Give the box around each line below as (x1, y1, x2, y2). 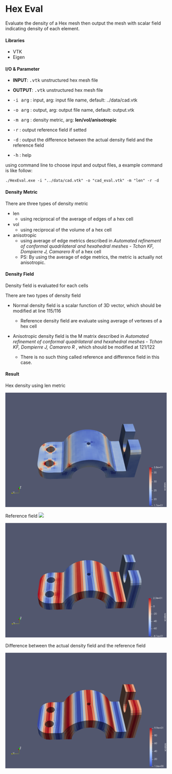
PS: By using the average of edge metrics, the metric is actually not (20, 254, 163, 260)
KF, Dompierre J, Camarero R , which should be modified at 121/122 (12, 344, 155, 350)
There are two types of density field (5, 292, 81, 298)
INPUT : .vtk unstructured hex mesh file (12, 77, 98, 84)
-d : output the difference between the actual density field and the (12, 137, 153, 143)
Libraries (5, 37, 25, 44)
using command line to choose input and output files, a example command (5, 162, 163, 168)
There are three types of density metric (5, 200, 89, 207)
